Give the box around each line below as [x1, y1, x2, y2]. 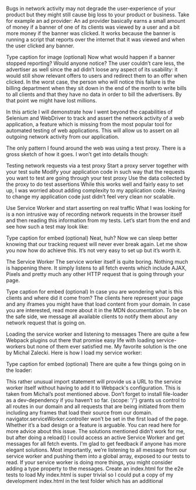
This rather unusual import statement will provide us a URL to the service [6, 378, 182, 385]
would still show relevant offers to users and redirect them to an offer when [6, 73, 187, 79]
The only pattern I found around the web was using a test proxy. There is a [6, 144, 186, 151]
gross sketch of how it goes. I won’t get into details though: [6, 151, 149, 157]
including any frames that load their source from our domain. [6, 409, 153, 416]
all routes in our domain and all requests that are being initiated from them [6, 403, 184, 410]
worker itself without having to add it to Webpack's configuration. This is [6, 384, 181, 391]
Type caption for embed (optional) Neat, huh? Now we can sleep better [6, 234, 178, 241]
